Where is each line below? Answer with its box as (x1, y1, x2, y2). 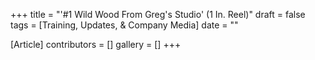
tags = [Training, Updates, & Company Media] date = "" (10, 19, 239, 31)
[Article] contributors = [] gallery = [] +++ (10, 39, 182, 50)
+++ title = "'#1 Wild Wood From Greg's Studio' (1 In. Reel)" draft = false (10, 9, 306, 20)
